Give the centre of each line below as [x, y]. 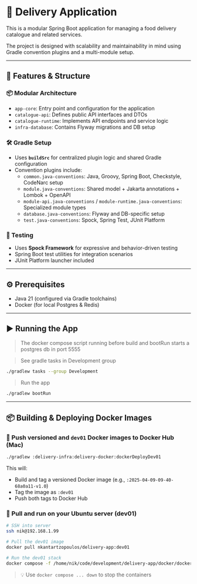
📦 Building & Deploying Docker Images [79, 417]
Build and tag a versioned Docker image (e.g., [70, 480]
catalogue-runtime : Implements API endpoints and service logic [91, 120]
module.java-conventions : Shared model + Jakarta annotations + [101, 189]
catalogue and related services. [44, 34]
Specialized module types [55, 207]
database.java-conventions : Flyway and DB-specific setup [94, 213]
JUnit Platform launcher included [54, 260]
